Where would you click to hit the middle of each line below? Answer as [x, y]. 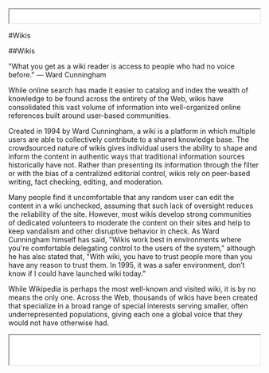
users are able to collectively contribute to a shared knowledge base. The [129, 139]
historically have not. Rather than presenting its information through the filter [134, 165]
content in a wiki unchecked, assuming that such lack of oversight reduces [131, 206]
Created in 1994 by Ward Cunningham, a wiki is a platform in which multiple [132, 131]
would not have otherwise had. [59, 323]
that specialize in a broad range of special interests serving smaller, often [128, 306]
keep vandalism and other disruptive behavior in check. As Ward [114, 231]
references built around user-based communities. [90, 116]
